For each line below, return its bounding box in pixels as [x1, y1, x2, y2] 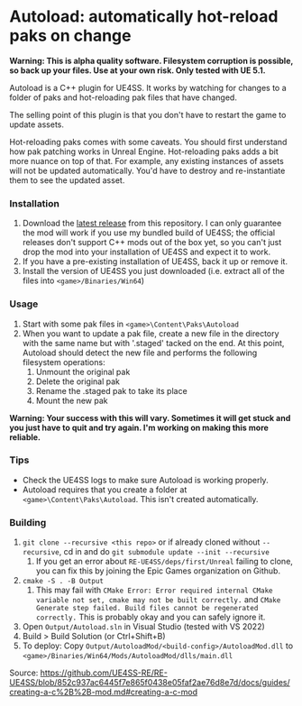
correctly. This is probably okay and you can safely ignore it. [35, 611, 266, 623]
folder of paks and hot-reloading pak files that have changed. [9, 92, 237, 103]
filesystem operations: [22, 356, 105, 367]
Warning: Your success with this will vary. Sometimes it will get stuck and [9, 412, 291, 423]
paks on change [9, 25, 132, 46]
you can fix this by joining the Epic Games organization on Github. [35, 565, 281, 576]
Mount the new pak [35, 395, 108, 406]
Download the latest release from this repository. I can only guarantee [22, 218, 282, 229]
